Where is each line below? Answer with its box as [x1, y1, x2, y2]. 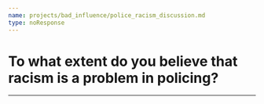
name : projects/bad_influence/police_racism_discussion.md [8, 11, 206, 20]
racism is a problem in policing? [8, 69, 219, 87]
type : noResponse [8, 19, 65, 27]
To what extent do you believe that [8, 52, 238, 70]
